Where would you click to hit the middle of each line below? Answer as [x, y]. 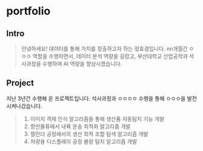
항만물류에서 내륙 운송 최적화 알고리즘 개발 [81, 126]
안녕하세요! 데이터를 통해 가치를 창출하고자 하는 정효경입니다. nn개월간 [104, 49]
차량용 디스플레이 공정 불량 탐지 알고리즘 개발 [84, 141]
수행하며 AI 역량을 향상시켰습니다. [82, 64]
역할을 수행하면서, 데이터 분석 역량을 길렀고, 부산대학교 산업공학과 [110, 56]
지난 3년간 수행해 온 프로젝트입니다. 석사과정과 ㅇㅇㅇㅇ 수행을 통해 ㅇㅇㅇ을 [96, 98]
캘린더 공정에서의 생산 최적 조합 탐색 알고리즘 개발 [89, 133]
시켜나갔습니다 [24, 106]
